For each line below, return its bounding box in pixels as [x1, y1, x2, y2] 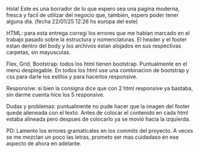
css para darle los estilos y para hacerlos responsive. [6, 73, 138, 80]
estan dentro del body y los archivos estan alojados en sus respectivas [6, 42, 182, 49]
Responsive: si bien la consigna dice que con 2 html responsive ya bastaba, [6, 85, 193, 92]
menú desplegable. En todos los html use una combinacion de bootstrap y [6, 67, 189, 74]
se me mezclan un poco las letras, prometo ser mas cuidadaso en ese [6, 133, 179, 141]
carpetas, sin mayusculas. [6, 49, 71, 56]
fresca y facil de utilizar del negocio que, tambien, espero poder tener [6, 11, 179, 19]
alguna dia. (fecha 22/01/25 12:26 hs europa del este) [6, 18, 138, 25]
